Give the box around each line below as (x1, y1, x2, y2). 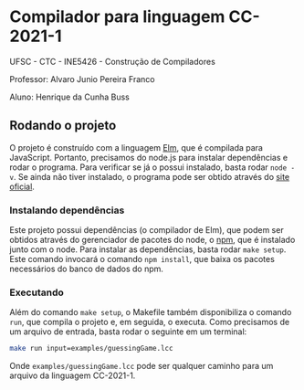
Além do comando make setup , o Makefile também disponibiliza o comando (9, 307, 292, 318)
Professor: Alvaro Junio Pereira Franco (9, 73, 155, 84)
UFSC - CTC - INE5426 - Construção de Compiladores (9, 56, 216, 67)
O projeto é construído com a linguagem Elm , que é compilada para (9, 142, 263, 153)
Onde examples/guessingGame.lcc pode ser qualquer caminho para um (9, 361, 274, 372)
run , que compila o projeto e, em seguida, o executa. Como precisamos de (9, 317, 290, 328)
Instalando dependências (9, 204, 125, 216)
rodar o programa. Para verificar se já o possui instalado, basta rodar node (9, 162, 288, 173)
